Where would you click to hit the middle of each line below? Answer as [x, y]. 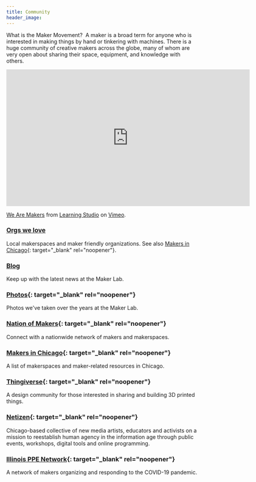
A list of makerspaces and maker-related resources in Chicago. [85, 366]
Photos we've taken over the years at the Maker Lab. [72, 308]
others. [15, 61]
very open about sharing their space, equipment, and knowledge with [93, 54]
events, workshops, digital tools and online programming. [78, 443]
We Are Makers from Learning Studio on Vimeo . [66, 215]
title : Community [28, 12]
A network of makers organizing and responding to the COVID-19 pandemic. [102, 472]
